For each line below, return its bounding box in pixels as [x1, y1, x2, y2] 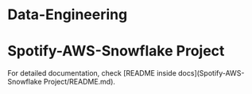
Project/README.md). [43, 77, 116, 87]
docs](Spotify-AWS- [177, 69, 245, 78]
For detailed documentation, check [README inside [7, 69, 176, 78]
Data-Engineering [7, 6, 128, 24]
